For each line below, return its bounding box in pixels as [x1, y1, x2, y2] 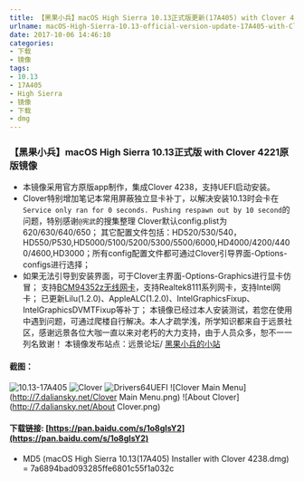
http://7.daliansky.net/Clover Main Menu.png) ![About [12, 391, 211, 402]
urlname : [9, 22, 43, 31]
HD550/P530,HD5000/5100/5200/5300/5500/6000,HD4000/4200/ [22, 237, 276, 248]
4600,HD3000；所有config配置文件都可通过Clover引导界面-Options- [30, 248, 288, 259]
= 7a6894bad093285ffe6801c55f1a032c [22, 463, 175, 474]
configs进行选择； [22, 259, 91, 270]
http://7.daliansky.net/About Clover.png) [12, 400, 161, 412]
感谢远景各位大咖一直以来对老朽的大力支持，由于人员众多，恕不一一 [38, 327, 292, 338]
